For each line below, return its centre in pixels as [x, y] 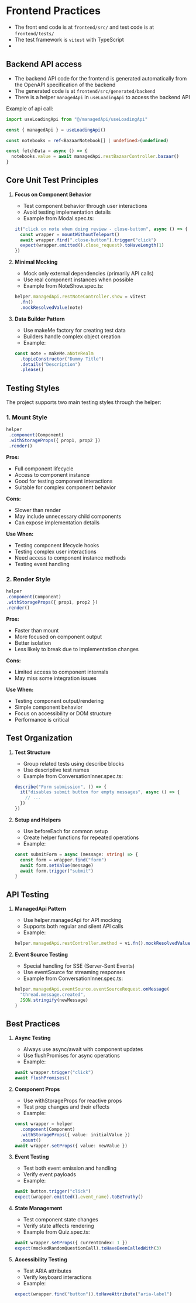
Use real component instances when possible [78, 280]
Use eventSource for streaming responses [74, 972]
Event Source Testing [41, 954]
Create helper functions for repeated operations [81, 837]
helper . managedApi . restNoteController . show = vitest [80, 297]
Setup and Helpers [38, 820]
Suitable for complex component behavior [65, 487]
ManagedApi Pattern [40, 909]
